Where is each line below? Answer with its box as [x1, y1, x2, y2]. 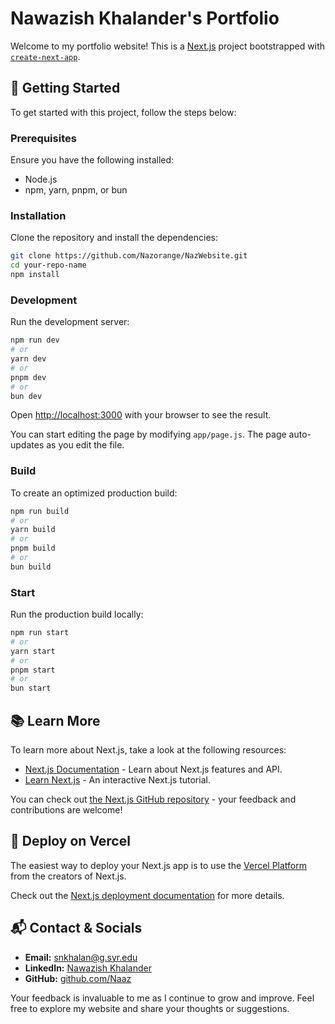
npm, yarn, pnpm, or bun [24, 184, 128, 196]
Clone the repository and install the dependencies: [10, 232, 219, 244]
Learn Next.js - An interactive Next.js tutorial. [24, 774, 211, 786]
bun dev [10, 391, 43, 401]
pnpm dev [10, 372, 47, 382]
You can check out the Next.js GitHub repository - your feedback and [10, 793, 297, 806]
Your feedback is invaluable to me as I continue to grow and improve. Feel [10, 992, 315, 1004]
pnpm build [10, 543, 56, 554]
